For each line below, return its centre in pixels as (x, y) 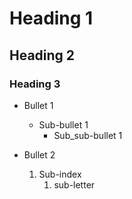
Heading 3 (35, 84)
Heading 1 (51, 18)
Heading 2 (42, 55)
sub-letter (74, 184)
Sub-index (60, 174)
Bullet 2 (39, 154)
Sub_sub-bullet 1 (88, 135)
